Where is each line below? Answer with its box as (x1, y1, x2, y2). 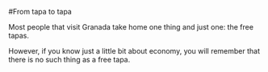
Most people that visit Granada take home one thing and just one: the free (8, 22, 254, 31)
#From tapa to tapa (8, 7, 73, 16)
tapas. (8, 31, 30, 40)
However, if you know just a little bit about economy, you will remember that (8, 46, 261, 55)
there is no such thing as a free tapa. (8, 55, 131, 64)
